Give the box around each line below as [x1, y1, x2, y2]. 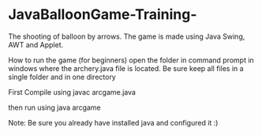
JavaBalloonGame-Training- [8, 6, 197, 24]
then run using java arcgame [8, 103, 101, 112]
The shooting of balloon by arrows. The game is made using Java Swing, [8, 32, 245, 41]
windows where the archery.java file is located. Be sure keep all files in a [8, 63, 244, 73]
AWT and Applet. [8, 39, 64, 49]
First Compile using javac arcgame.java [8, 87, 137, 96]
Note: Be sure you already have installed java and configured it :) [8, 118, 219, 127]
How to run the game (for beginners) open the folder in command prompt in [8, 55, 254, 65]
